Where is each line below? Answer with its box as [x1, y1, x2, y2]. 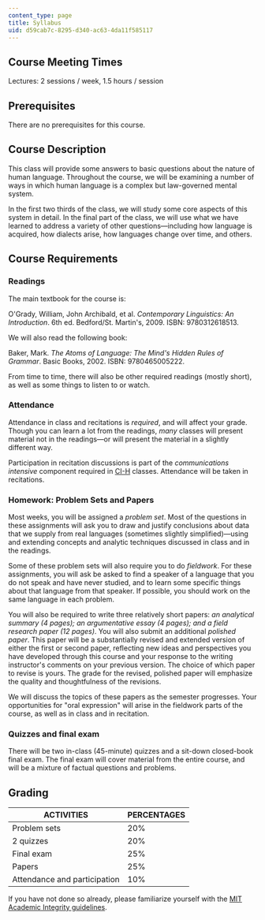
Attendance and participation [12, 874, 120, 885]
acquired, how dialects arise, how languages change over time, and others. [8, 229, 252, 239]
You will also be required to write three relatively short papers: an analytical [8, 610, 255, 620]
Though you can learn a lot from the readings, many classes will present [8, 426, 243, 435]
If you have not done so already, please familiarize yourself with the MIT [8, 894, 243, 903]
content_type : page [8, 11, 73, 20]
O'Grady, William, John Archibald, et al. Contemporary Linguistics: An [8, 309, 234, 318]
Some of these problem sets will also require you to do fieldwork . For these [8, 561, 252, 571]
